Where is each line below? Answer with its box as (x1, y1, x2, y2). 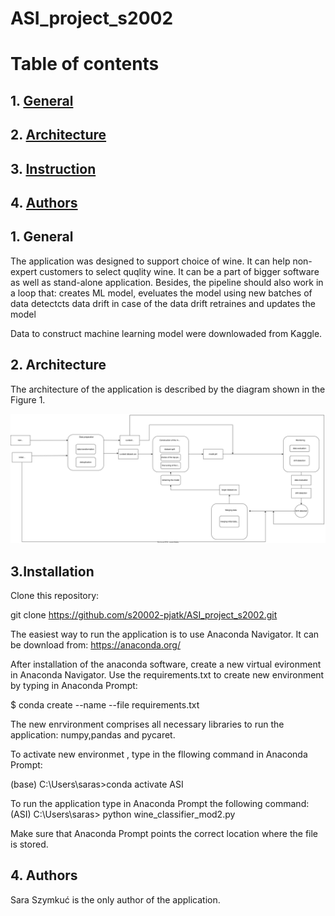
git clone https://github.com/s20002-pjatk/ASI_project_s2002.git (10, 609, 278, 621)
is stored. (10, 838, 49, 851)
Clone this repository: (10, 590, 100, 602)
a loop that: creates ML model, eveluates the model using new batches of (10, 287, 313, 299)
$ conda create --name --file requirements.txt (10, 699, 200, 711)
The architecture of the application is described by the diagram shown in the (10, 383, 326, 395)
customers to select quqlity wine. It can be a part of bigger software (39, 265, 320, 277)
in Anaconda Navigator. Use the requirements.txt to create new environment (10, 669, 325, 681)
